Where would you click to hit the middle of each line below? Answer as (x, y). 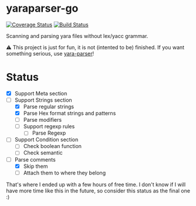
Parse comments (35, 159)
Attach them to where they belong (65, 173)
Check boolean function (53, 146)
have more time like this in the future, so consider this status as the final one (98, 190)
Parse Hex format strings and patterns (70, 114)
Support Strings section (43, 100)
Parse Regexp (49, 133)
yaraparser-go (42, 8)
